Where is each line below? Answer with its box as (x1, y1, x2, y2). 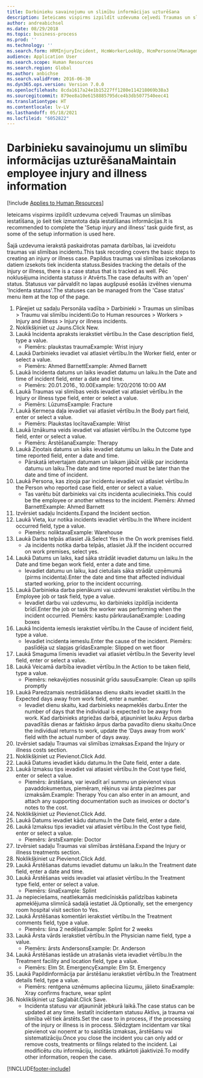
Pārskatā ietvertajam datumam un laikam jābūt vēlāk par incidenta (24, 458, 189, 466)
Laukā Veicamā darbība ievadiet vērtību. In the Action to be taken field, (15, 663, 191, 670)
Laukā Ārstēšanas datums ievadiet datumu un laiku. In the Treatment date (15, 862, 197, 869)
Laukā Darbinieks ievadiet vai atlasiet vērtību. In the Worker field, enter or (15, 350, 197, 357)
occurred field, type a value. (15, 522, 86, 530)
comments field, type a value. (15, 919, 90, 926)
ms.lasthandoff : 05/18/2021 (7, 110, 78, 116)
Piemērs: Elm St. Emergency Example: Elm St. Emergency (24, 964, 166, 971)
